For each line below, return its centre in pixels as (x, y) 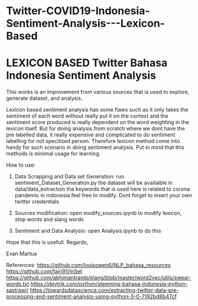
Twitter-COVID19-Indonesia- (78, 11)
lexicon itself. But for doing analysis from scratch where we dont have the (95, 129)
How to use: (21, 165)
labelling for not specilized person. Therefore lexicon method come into (93, 141)
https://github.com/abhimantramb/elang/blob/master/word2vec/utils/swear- (99, 278)
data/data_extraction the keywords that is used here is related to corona (102, 189)
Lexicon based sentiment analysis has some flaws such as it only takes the (97, 110)
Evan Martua (22, 254)
